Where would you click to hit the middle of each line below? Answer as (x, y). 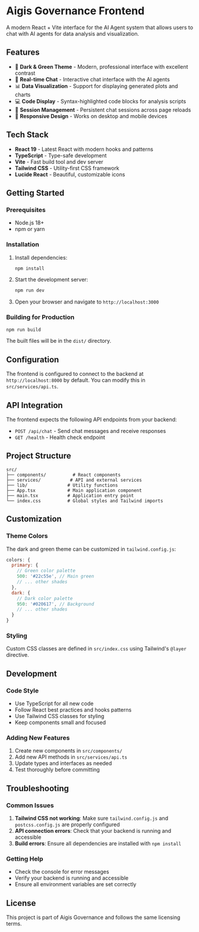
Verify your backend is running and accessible (72, 878)
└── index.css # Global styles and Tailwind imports (85, 501)
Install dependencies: (41, 257)
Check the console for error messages (62, 872)
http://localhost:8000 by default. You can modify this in (76, 380)
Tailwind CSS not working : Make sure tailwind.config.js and (91, 819)
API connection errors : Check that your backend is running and (93, 831)
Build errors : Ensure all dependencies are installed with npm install (98, 843)
